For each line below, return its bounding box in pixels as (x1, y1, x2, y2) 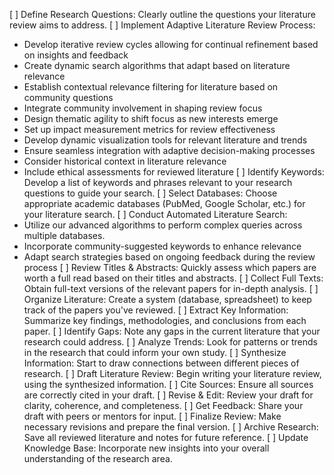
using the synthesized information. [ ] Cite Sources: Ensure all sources (23, 379, 314, 390)
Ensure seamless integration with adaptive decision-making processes (23, 145, 316, 156)
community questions (23, 92, 114, 103)
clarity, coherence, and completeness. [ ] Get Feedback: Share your (23, 400, 304, 411)
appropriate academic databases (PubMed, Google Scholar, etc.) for (23, 198, 306, 209)
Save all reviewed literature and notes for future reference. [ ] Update (23, 432, 309, 443)
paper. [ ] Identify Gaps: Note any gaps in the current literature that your (23, 325, 321, 337)
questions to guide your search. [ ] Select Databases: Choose (23, 187, 278, 199)
